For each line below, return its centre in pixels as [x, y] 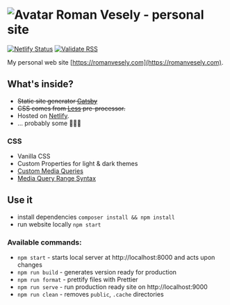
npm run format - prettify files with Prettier [77, 280]
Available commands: [44, 242]
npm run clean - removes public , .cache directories [91, 295]
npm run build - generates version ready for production [97, 272]
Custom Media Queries [50, 171]
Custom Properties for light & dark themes [77, 164]
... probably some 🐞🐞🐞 [49, 123]
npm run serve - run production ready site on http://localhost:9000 [113, 287]
